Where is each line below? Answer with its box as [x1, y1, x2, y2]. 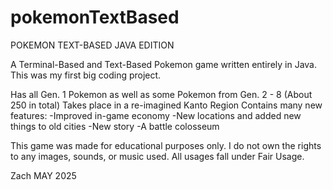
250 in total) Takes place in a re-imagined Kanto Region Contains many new [10, 99, 323, 111]
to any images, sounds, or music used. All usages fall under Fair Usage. [10, 150, 305, 162]
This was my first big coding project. [10, 69, 162, 81]
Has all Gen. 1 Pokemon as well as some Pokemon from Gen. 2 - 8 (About [10, 88, 313, 100]
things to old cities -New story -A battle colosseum [10, 120, 220, 132]
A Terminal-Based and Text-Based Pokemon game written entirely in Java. [10, 58, 317, 70]
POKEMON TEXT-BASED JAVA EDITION [10, 39, 175, 51]
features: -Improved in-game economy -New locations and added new [10, 109, 302, 121]
